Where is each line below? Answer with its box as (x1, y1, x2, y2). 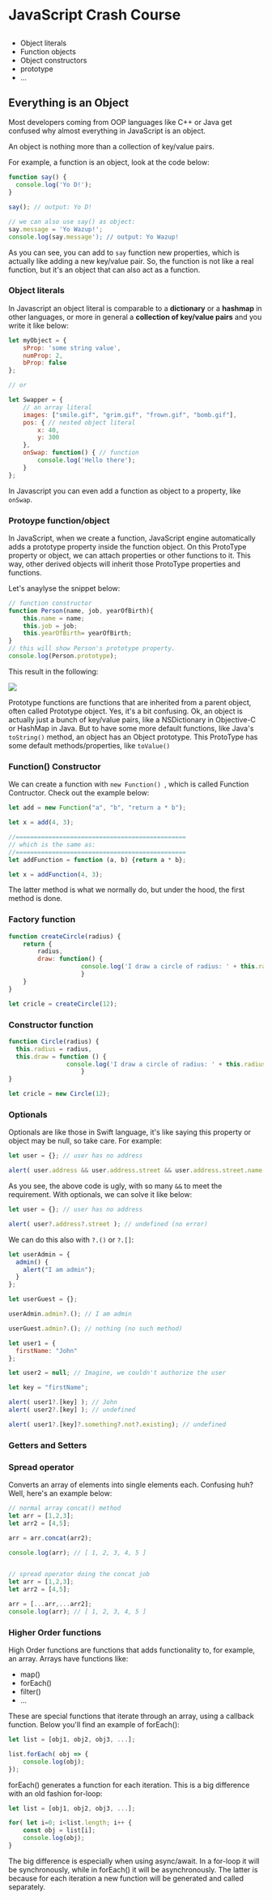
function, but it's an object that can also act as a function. (8, 265, 201, 274)
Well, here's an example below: (8, 1489, 113, 1498)
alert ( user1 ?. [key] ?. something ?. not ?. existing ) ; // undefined (8, 1420, 227, 1428)
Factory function (8, 914, 76, 925)
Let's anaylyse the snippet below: (8, 583, 121, 593)
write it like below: (8, 321, 69, 330)
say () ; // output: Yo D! (8, 203, 92, 212)
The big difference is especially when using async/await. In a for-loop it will (8, 1856, 260, 1866)
